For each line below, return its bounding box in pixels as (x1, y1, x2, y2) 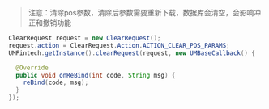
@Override (15, 64, 49, 72)
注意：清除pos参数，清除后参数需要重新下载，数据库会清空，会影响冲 (28, 8, 262, 17)
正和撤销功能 (28, 18, 71, 27)
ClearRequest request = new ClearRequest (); (8, 34, 161, 42)
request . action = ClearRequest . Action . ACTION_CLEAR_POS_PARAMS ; (8, 41, 230, 49)
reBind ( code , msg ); (23, 78, 89, 87)
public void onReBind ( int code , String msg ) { (15, 71, 176, 79)
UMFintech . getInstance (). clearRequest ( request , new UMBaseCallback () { (8, 48, 255, 57)
